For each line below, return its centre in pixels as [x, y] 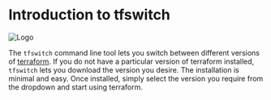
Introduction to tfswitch [89, 15]
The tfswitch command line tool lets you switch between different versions [134, 52]
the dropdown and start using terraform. [76, 87]
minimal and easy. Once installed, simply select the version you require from [136, 78]
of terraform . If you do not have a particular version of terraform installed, [131, 61]
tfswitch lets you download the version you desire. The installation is [124, 69]
